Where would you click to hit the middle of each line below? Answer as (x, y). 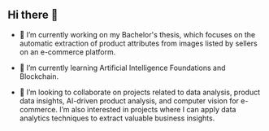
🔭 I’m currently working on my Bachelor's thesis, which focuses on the (137, 34)
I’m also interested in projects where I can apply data (148, 109)
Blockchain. (39, 76)
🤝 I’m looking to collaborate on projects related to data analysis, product (140, 92)
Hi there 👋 (33, 15)
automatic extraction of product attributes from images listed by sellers (138, 43)
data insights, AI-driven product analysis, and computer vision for (129, 100)
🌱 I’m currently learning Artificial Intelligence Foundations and (122, 68)
